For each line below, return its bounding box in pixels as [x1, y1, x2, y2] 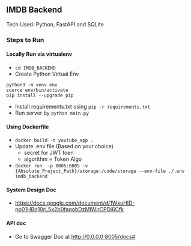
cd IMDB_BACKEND [14, 65, 56, 71]
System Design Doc [6, 186, 56, 193]
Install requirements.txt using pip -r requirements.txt [14, 103, 151, 110]
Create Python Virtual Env [14, 70, 79, 77]
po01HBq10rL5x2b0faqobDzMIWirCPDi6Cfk [14, 206, 124, 213]
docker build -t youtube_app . [14, 137, 94, 143]
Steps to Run [6, 35, 44, 44]
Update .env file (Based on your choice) [14, 143, 114, 150]
